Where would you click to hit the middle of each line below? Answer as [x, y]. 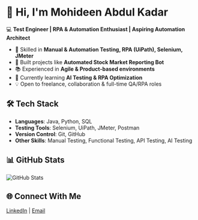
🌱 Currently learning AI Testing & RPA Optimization [79, 77]
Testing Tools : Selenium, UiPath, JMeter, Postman [77, 128]
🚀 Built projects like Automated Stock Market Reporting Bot [89, 62]
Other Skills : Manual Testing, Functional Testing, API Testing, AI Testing [103, 140]
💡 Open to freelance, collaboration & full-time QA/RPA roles [88, 84]
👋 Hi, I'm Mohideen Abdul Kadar [87, 12]
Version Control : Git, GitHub [50, 134]
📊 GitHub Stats [35, 160]
